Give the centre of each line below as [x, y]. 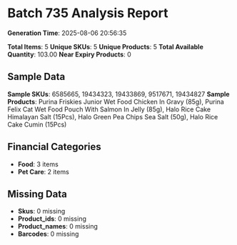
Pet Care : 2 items [43, 171]
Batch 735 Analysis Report [88, 13]
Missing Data [37, 194]
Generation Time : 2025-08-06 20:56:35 [67, 33]
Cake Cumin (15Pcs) [37, 124]
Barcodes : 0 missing [48, 234]
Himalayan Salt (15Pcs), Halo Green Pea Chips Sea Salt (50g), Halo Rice [113, 116]
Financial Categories [54, 147]
